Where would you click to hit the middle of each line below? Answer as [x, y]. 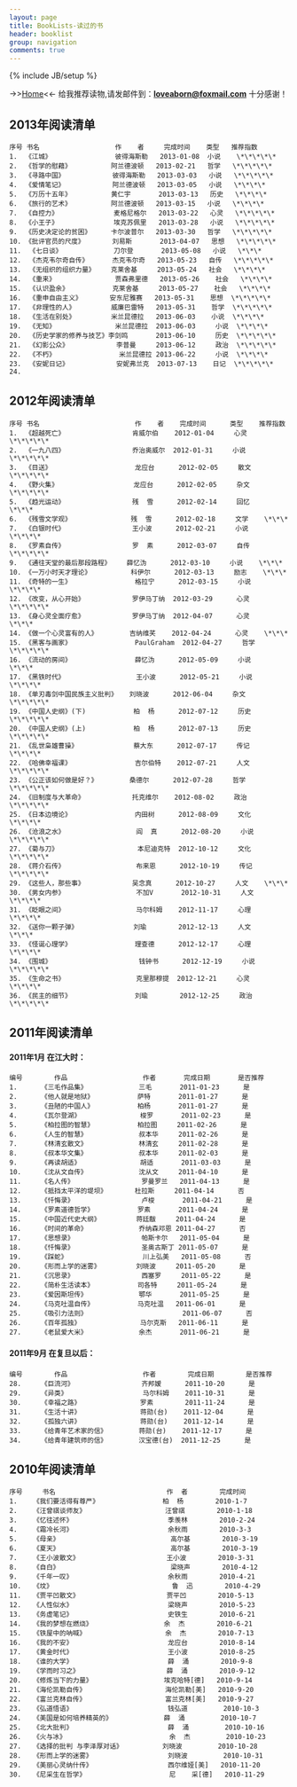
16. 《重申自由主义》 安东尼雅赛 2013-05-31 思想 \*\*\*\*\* [140, 298]
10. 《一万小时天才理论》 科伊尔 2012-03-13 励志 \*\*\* [148, 572]
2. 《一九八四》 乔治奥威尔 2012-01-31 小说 [128, 450]
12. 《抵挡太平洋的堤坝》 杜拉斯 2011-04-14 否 [127, 1191]
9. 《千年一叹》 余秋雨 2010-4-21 [132, 1577]
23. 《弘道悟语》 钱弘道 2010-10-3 [134, 1709]
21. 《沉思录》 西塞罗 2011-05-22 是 [130, 1276]
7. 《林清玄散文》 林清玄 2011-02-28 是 [129, 1144]
